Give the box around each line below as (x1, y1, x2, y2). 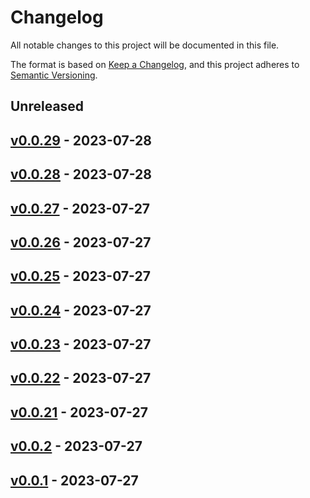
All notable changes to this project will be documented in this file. (10, 39, 280, 51)
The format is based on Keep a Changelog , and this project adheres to (10, 58, 300, 70)
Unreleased (10, 98, 85, 115)
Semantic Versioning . (10, 69, 98, 81)
